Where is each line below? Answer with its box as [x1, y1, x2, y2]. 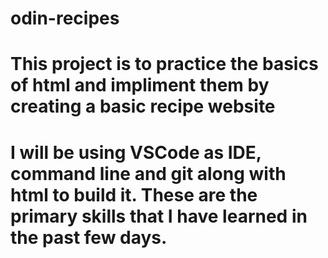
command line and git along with [10, 162, 287, 185]
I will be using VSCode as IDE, [10, 141, 262, 164]
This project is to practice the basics [10, 53, 319, 76]
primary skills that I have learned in [10, 205, 308, 227]
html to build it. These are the [10, 183, 258, 206]
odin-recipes [10, 7, 120, 30]
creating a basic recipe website [10, 95, 276, 118]
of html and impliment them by [10, 74, 270, 97]
